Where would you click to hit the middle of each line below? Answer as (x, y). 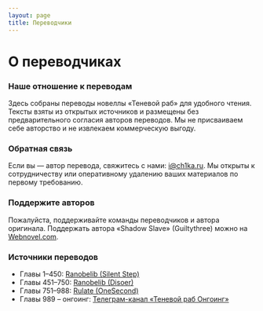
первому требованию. (46, 182)
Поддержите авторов (51, 203)
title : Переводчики (40, 23)
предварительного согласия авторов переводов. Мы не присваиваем (126, 119)
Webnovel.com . (33, 236)
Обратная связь (40, 148)
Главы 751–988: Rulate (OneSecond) (79, 291)
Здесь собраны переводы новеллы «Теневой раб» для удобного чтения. (130, 103)
